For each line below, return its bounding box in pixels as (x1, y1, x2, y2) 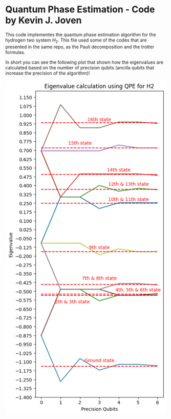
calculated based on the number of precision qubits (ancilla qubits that (5, 64, 155, 70)
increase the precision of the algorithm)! (5, 70, 90, 76)
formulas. (5, 49, 26, 55)
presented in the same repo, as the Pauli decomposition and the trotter (5, 44, 155, 50)
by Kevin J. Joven (5, 14, 82, 26)
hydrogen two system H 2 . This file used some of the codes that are (5, 37, 147, 44)
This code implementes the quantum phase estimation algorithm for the (5, 31, 156, 37)
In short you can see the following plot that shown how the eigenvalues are (5, 59, 164, 65)
